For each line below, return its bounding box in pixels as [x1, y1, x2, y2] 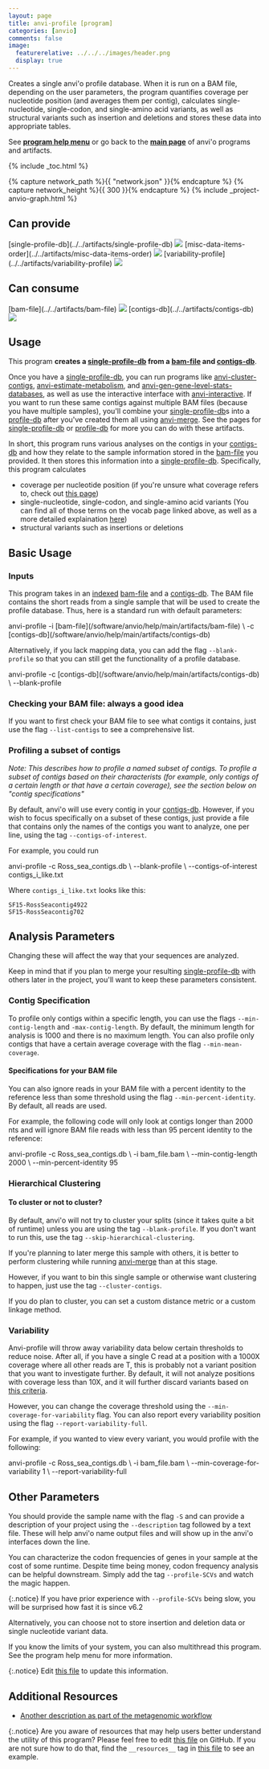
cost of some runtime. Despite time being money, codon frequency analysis [8, 1561, 259, 1571]
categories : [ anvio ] [8, 27, 78, 35]
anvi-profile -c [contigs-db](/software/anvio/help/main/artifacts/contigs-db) [8, 670, 260, 679]
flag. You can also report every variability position [96, 1410, 261, 1419]
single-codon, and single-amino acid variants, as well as [47, 104, 234, 113]
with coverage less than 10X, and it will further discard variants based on [8, 1378, 249, 1387]
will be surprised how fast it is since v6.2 [8, 1603, 143, 1612]
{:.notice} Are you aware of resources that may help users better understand [8, 1726, 262, 1736]
